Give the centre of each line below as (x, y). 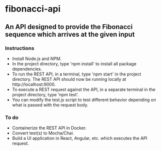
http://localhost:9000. (34, 84)
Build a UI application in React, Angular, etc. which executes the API (80, 138)
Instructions (20, 48)
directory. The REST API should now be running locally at (69, 79)
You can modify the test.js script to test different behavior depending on (84, 100)
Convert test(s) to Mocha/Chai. (43, 133)
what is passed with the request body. (50, 105)
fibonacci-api (33, 9)
